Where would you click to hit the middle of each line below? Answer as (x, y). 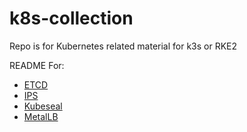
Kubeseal (43, 106)
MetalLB (41, 116)
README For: (37, 65)
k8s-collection (71, 18)
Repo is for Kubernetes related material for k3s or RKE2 (123, 46)
